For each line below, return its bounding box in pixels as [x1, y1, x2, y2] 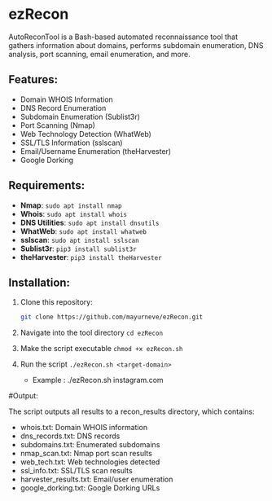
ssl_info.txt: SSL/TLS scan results [20, 466, 133, 476]
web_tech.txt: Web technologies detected [20, 457, 160, 467]
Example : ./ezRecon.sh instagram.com [32, 376, 165, 385]
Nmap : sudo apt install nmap [20, 200, 122, 210]
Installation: [8, 275, 71, 289]
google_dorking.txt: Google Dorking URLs [20, 483, 160, 493]
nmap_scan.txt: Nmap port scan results [20, 449, 152, 459]
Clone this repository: [20, 297, 93, 307]
